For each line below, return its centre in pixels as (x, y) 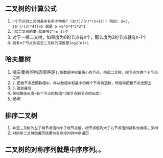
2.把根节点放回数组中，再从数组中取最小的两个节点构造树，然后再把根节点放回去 (82, 83)
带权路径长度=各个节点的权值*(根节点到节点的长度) (57, 93)
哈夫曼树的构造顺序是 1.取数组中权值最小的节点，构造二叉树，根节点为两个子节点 (85, 72)
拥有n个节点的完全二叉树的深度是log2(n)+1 (50, 43)
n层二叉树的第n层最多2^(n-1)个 (40, 32)
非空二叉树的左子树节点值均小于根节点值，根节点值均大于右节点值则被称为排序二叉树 (85, 128)
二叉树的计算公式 (31, 9)
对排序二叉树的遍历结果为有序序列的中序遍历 (50, 134)
